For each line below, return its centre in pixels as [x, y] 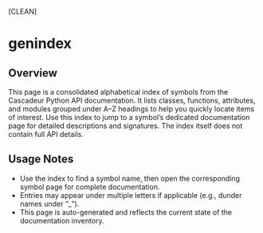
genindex [40, 44]
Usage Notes [41, 159]
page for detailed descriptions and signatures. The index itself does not [126, 126]
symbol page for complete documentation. [90, 187]
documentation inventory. [62, 220]
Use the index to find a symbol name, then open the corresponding [130, 178]
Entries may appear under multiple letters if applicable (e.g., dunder [131, 195]
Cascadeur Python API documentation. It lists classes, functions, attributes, [132, 100]
